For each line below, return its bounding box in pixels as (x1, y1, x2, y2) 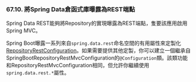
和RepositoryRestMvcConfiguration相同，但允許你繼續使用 (6, 62, 150, 69)
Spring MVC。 (6, 27, 41, 34)
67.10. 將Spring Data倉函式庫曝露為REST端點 (6, 5, 135, 13)
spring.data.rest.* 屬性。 (6, 69, 70, 76)
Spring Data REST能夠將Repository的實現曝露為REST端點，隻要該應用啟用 (6, 19, 188, 27)
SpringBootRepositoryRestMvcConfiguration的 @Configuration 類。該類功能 (6, 54, 188, 61)
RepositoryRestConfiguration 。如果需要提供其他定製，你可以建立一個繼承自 (6, 47, 191, 54)
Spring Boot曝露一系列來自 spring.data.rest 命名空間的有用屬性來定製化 (6, 40, 182, 47)
